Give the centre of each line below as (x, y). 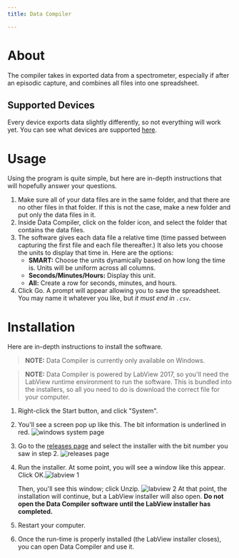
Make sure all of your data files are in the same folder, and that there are (124, 200)
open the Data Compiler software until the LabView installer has (114, 504)
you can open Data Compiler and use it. (76, 547)
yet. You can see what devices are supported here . (82, 130)
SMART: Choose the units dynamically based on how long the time (127, 260)
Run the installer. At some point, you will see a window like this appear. (122, 467)
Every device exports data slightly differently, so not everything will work (114, 123)
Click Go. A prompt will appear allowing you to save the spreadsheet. (119, 291)
